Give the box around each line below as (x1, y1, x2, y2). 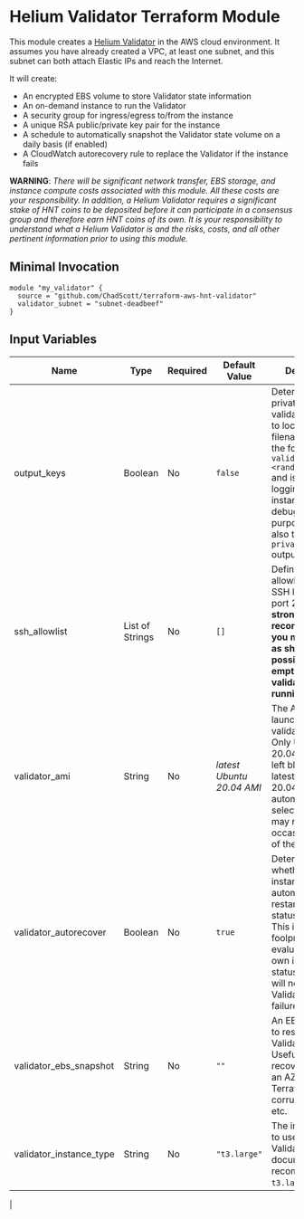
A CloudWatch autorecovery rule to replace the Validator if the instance (22, 148, 289, 159)
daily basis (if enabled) (22, 138, 109, 149)
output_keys (14, 466, 66, 479)
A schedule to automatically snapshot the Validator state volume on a (22, 129, 280, 139)
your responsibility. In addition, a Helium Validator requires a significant (9, 195, 277, 205)
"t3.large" (215, 1148, 263, 1159)
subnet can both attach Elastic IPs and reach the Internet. (9, 55, 223, 66)
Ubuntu (215, 769, 248, 782)
